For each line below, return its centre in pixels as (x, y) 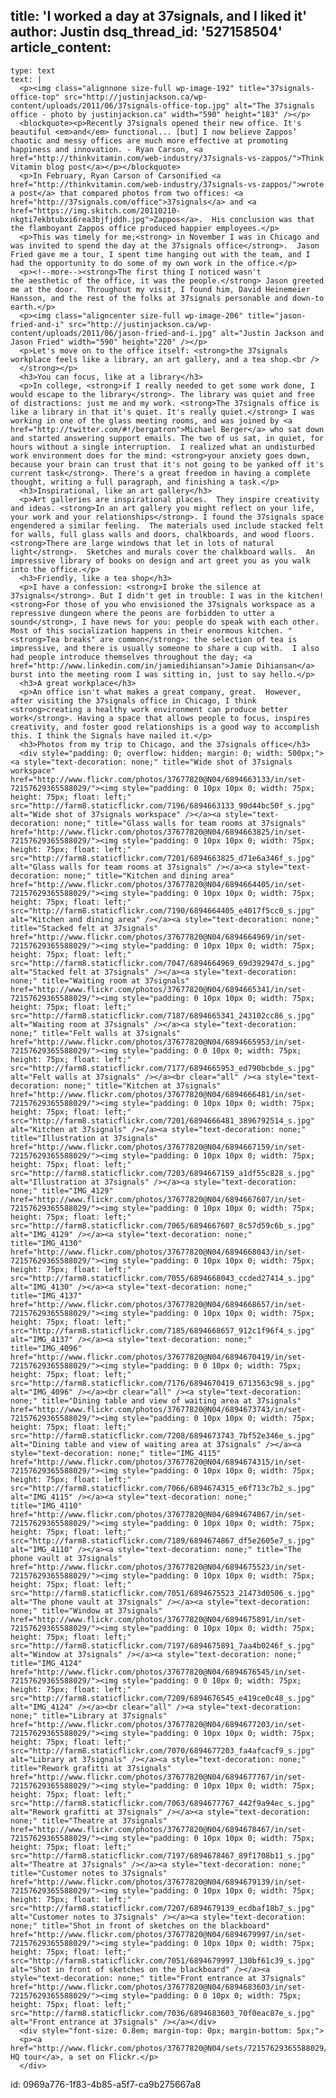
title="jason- (277, 315)
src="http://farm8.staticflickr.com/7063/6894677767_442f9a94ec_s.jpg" (162, 1803)
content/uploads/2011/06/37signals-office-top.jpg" (120, 105)
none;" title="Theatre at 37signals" (89, 1820)
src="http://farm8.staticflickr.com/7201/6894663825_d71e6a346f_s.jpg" (162, 858)
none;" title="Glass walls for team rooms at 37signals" (185, 823)
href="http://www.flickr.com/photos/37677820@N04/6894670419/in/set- (158, 1357)
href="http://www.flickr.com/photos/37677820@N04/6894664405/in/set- (158, 884)
